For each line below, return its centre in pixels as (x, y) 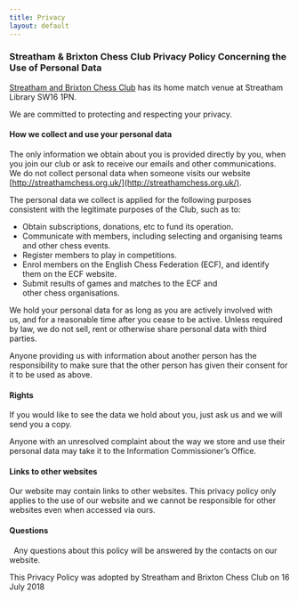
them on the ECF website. (69, 274)
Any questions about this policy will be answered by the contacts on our (145, 550)
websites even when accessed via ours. (82, 510)
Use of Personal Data (56, 68)
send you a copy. (41, 425)
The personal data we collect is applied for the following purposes (130, 200)
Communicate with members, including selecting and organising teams (152, 236)
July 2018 (27, 586)
